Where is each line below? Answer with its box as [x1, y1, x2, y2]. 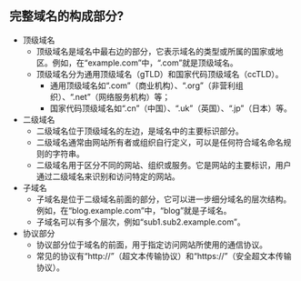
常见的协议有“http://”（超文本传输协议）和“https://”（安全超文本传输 [35, 250, 292, 261]
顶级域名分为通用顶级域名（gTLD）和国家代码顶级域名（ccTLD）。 [35, 68, 284, 79]
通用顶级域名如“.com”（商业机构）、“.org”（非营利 [49, 80, 236, 91]
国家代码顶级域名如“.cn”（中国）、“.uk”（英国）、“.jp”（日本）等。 [49, 103, 293, 114]
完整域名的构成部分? [9, 8, 125, 25]
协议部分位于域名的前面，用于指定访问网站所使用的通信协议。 [35, 239, 268, 250]
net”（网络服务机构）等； [75, 91, 171, 102]
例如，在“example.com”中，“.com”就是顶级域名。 [52, 57, 238, 68]
